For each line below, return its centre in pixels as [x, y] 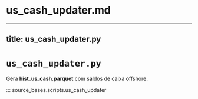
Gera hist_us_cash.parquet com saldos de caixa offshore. [77, 79]
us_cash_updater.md [58, 10]
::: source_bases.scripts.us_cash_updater [56, 90]
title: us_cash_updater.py [54, 39]
